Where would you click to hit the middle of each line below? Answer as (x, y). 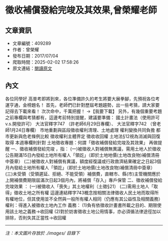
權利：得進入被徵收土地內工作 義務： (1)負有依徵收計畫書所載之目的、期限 (81, 205)
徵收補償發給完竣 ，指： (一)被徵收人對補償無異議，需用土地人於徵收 (90, 149)
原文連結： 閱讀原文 (32, 68)
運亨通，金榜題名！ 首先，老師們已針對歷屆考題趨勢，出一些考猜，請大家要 (82, 105)
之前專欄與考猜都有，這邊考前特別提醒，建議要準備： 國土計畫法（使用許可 (82, 117)
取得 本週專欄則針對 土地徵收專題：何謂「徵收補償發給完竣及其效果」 (76, 142)
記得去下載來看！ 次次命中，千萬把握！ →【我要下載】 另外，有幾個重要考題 (84, 111)
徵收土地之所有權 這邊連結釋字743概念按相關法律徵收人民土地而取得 (84, 192)
